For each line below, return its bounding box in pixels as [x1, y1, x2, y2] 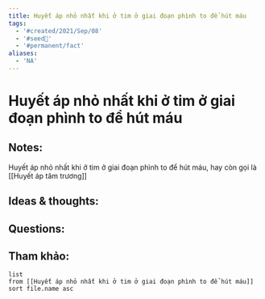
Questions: [8, 221, 65, 235]
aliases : [8, 49, 38, 57]
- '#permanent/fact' [15, 42, 85, 50]
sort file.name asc [8, 284, 74, 293]
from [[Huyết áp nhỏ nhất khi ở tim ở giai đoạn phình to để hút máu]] [8, 278, 254, 286]
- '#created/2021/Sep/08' [15, 27, 103, 35]
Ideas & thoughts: [8, 195, 99, 208]
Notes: [8, 141, 43, 154]
